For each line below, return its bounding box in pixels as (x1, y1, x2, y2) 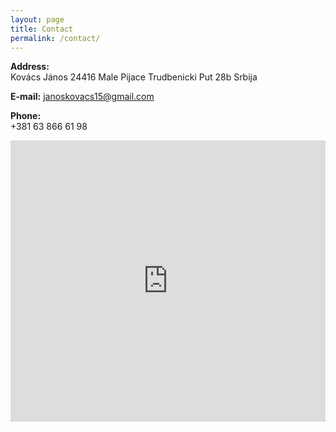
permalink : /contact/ (10, 33, 101, 43)
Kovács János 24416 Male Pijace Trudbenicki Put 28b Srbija (10, 71, 258, 83)
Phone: (10, 110, 42, 122)
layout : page (10, 14, 65, 25)
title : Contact (10, 24, 74, 34)
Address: (10, 61, 50, 73)
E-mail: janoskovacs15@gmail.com (10, 91, 155, 103)
